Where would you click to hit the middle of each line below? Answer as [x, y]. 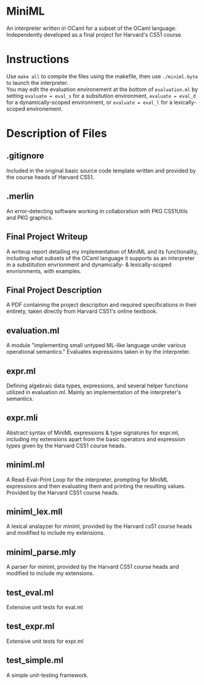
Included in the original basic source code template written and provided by [101, 170]
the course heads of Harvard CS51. [50, 177]
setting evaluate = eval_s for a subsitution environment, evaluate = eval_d [101, 95]
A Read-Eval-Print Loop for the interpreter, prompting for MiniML [87, 479]
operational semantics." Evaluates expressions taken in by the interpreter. [98, 352]
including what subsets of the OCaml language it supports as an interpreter [100, 258]
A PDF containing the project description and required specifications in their [102, 305]
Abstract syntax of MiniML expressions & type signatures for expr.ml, [93, 433]
